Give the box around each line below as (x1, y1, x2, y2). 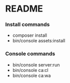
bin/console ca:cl (12, 67, 49, 73)
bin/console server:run (12, 61, 60, 68)
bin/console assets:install (12, 38, 65, 44)
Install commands (5, 21, 50, 28)
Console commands (5, 50, 55, 57)
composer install (12, 32, 47, 38)
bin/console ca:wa (12, 72, 51, 78)
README (5, 3, 43, 15)
